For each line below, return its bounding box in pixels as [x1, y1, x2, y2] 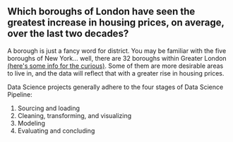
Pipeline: [7, 90, 33, 98]
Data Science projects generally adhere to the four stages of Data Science [7, 83, 224, 91]
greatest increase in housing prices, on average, [7, 17, 225, 29]
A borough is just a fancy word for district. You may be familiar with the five [7, 46, 227, 55]
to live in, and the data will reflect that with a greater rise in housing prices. [7, 69, 225, 77]
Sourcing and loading [17, 104, 80, 112]
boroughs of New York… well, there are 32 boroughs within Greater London [7, 54, 227, 62]
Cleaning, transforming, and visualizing [17, 111, 132, 119]
